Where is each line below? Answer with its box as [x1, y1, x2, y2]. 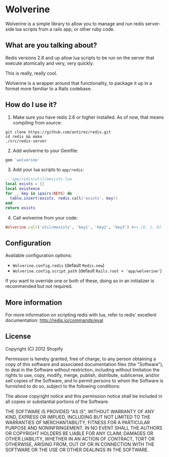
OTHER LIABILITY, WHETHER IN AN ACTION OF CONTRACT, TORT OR [5, 435, 155, 442]
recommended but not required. [5, 283, 73, 289]
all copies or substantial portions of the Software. [5, 398, 109, 405]
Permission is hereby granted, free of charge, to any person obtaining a [5, 356, 156, 362]
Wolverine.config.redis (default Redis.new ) [12, 262, 105, 268]
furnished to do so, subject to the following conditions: [5, 383, 120, 389]
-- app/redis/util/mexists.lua [5, 176, 72, 182]
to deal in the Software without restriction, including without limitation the [5, 367, 160, 373]
